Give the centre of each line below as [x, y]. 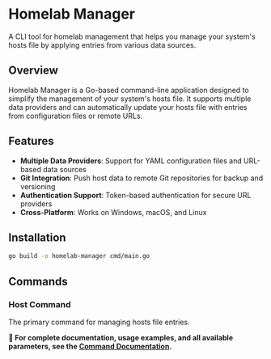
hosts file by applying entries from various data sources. [102, 44]
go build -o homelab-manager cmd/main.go [79, 256]
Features [31, 141]
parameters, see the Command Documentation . [90, 346]
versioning [38, 186]
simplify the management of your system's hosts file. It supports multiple [130, 99]
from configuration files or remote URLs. [76, 116]
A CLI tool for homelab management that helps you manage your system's [132, 36]
